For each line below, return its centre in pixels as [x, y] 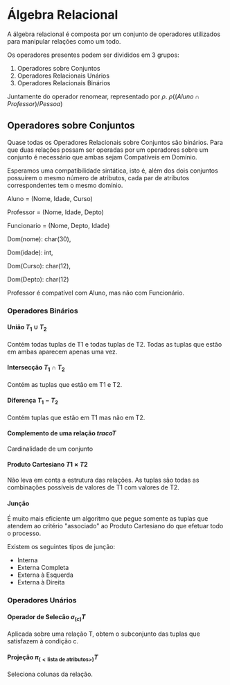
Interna [27, 560]
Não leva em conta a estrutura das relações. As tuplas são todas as [103, 480]
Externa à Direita [41, 582]
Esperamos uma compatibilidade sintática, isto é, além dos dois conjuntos [113, 171]
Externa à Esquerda [45, 575]
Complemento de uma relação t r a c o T [62, 433]
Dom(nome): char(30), [39, 239]
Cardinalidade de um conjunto [50, 449]
